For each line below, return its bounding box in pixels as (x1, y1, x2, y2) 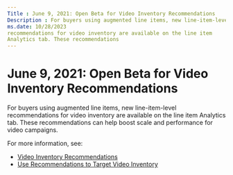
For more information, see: (7, 140, 83, 148)
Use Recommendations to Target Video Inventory (17, 160, 158, 169)
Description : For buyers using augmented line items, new (7, 17, 182, 24)
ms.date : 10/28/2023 (7, 23, 67, 30)
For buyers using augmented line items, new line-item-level (7, 103, 177, 112)
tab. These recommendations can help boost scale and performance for (7, 119, 214, 127)
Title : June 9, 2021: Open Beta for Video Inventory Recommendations (7, 10, 216, 17)
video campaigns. (7, 126, 58, 134)
